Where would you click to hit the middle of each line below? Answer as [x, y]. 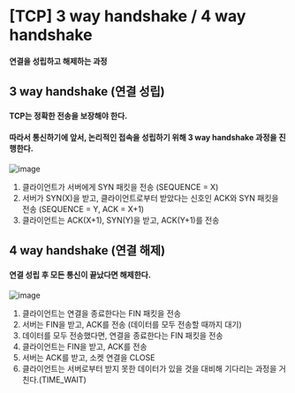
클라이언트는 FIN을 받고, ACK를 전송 [84, 346]
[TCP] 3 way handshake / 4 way [128, 16]
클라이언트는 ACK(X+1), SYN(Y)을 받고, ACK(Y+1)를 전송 [121, 220]
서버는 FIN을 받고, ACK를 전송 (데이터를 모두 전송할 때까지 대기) [132, 324]
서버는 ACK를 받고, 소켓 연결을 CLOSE [88, 357]
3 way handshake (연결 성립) [87, 91]
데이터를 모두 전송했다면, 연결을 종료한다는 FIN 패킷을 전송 [122, 335]
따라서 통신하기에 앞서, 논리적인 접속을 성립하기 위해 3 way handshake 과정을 [143, 138]
